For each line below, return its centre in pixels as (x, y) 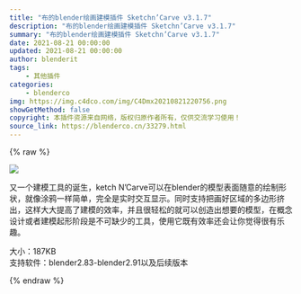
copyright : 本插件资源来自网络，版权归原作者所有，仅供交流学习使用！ (125, 118)
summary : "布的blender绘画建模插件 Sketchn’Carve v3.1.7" (115, 34)
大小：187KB (33, 251)
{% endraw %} (37, 281)
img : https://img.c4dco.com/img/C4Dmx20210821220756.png (118, 101)
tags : (19, 68)
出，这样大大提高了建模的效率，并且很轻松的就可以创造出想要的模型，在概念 (151, 209)
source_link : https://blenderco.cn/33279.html (98, 127)
